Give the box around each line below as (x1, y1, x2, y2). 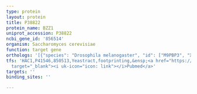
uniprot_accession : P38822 (6, 31, 72, 36)
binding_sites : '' (6, 74, 51, 80)
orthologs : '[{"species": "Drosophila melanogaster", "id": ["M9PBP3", (6, 52, 185, 58)
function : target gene (6, 47, 62, 53)
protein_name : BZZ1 (6, 25, 54, 31)
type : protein (6, 8, 41, 15)
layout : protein (6, 14, 46, 20)
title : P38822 (6, 19, 41, 25)
